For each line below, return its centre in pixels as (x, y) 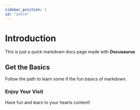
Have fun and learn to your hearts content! (48, 102)
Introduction (31, 38)
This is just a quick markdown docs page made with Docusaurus (70, 52)
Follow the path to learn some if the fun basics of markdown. (66, 79)
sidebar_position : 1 (26, 10)
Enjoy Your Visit (24, 92)
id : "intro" (17, 14)
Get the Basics (27, 67)
